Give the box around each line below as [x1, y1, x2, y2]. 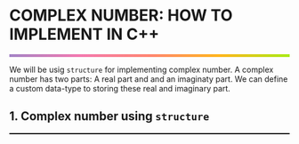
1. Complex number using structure [9, 108, 210, 124]
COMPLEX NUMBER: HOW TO [9, 5, 233, 26]
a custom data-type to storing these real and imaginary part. [9, 83, 231, 93]
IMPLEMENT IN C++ [9, 24, 160, 44]
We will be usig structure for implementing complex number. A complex [9, 64, 274, 75]
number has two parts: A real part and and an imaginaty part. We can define [9, 73, 288, 84]
